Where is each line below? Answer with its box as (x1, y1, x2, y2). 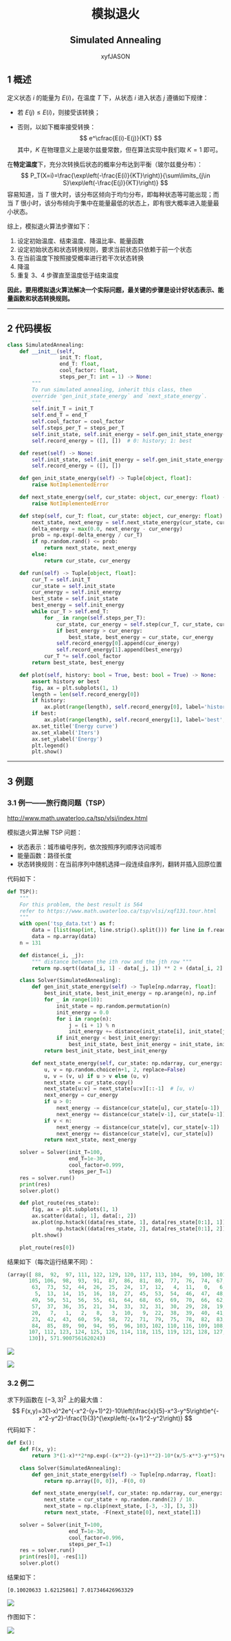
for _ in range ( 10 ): (43, 997, 103, 1003)
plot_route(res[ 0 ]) (19, 1244, 76, 1251)
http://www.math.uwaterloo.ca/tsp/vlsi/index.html (7, 814, 148, 822)
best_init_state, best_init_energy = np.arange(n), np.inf (43, 990, 217, 997)
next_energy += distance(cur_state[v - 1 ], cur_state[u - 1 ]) (56, 1111, 226, 1118)
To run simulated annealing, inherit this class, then (32, 386, 192, 393)
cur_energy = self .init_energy (32, 589, 122, 596)
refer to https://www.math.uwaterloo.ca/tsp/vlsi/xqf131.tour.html (19, 907, 217, 915)
